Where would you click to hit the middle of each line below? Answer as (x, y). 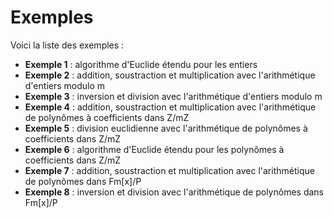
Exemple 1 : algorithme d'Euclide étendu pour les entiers (141, 64)
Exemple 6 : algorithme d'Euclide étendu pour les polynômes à (154, 149)
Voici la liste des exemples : (67, 45)
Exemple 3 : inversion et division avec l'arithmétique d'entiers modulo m (173, 96)
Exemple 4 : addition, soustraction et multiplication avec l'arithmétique (170, 107)
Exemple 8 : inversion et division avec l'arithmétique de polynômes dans (174, 192)
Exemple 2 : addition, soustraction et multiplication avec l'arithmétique (170, 75)
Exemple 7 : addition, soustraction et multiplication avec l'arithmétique (169, 170)
